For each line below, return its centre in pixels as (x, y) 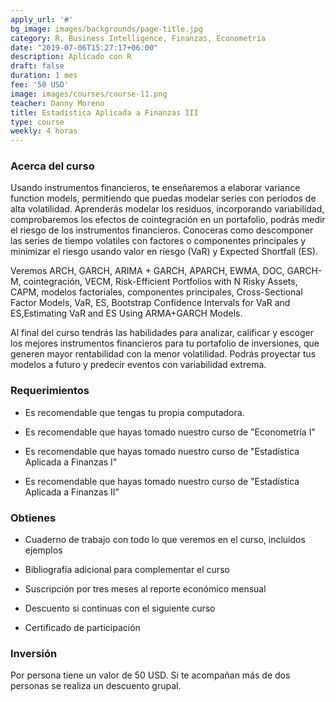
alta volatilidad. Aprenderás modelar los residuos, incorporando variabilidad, (167, 209)
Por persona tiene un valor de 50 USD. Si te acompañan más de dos (150, 675)
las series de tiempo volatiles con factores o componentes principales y (158, 241)
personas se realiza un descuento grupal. (96, 686)
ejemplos (43, 550)
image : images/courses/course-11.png (89, 94)
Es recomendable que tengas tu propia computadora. (134, 412)
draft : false (37, 66)
